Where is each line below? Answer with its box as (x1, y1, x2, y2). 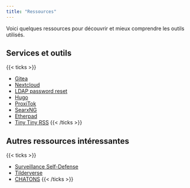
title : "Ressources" (6, 8, 57, 15)
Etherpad (14, 113, 37, 120)
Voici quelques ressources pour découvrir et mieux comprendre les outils (6, 25, 185, 32)
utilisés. (6, 31, 25, 38)
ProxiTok (14, 100, 37, 107)
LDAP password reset (14, 88, 68, 95)
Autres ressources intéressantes (6, 136, 130, 146)
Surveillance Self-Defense (14, 163, 78, 170)
